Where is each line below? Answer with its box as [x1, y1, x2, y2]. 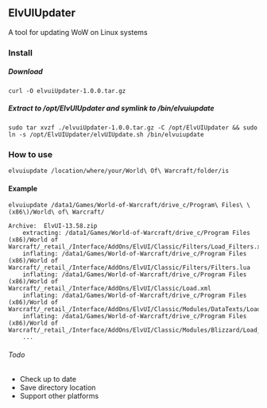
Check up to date [19, 375, 77, 384]
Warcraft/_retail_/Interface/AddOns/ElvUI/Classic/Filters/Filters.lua [8, 264, 250, 272]
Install [8, 47, 33, 58]
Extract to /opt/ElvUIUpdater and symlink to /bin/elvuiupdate [8, 103, 215, 114]
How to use [8, 148, 53, 160]
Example [8, 183, 38, 193]
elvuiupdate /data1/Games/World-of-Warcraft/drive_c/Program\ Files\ [8, 202, 244, 210]
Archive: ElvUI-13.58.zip [8, 222, 98, 230]
